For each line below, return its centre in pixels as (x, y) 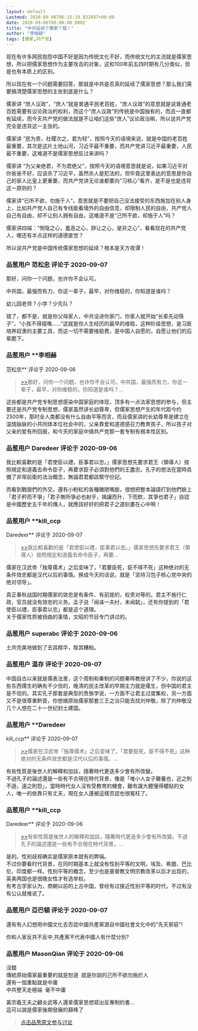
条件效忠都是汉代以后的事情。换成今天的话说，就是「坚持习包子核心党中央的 (99, 575)
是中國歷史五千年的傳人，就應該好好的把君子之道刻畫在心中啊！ (83, 504)
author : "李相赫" (26, 34)
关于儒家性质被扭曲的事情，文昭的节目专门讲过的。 (68, 617)
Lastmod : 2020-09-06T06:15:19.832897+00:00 (60, 17)
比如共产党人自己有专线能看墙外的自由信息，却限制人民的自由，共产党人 (104, 208)
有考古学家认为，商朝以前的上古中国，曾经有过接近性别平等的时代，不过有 (96, 886)
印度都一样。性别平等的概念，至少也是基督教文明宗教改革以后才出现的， (104, 871)
